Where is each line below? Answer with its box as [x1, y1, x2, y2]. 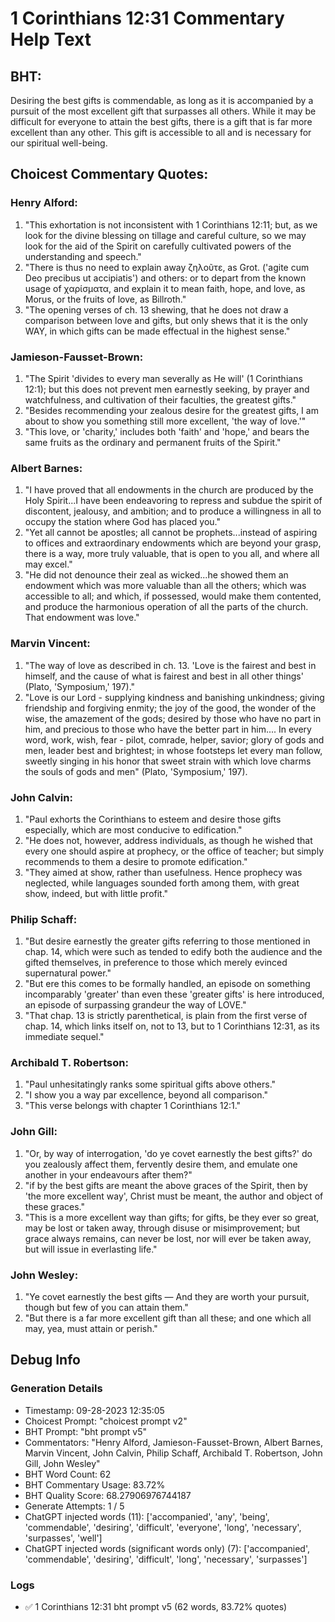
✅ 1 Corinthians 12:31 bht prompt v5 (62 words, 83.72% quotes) [24, 1601, 288, 1613]
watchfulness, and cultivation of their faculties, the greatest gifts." [24, 393, 297, 406]
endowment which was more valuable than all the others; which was [24, 580, 307, 592]
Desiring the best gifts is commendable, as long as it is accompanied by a [10, 95, 314, 106]
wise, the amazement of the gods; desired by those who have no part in [24, 712, 322, 724]
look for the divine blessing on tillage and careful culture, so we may [24, 229, 307, 241]
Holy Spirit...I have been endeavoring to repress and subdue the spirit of [24, 495, 323, 507]
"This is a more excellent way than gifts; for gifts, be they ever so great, [24, 1211, 320, 1223]
